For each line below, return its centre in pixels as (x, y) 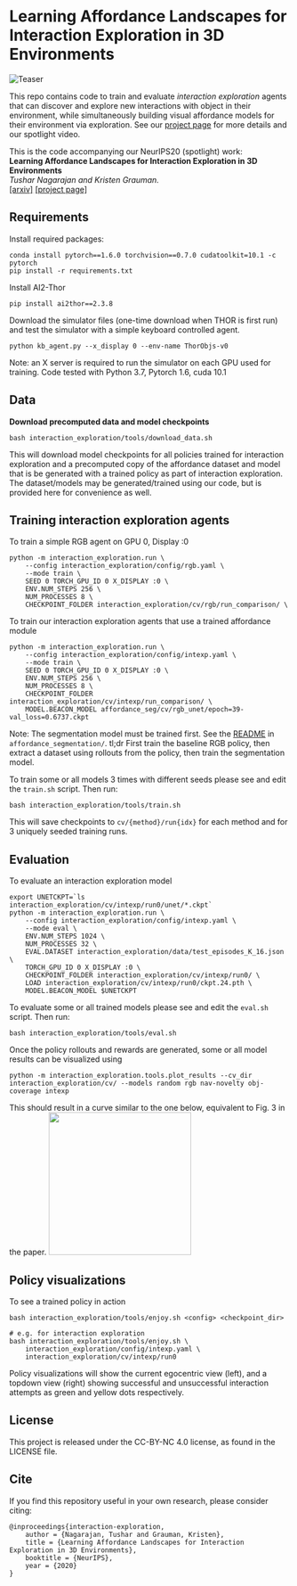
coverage (25, 1091)
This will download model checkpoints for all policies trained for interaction (147, 454)
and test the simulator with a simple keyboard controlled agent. (124, 329)
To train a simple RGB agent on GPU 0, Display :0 (99, 542)
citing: (21, 1510)
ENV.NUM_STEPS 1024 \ (65, 937)
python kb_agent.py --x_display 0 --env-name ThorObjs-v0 (119, 346)
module (23, 631)
